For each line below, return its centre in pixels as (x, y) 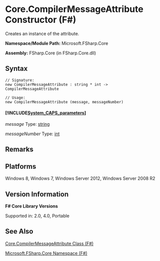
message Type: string (27, 124)
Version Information (37, 194)
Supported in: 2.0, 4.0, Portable (37, 216)
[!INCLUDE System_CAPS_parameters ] (46, 113)
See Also (19, 231)
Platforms (21, 166)
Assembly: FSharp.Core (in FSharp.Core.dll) (51, 53)
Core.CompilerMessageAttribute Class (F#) (49, 244)
